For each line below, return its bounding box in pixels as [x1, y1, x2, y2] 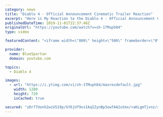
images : [5, 78, 21, 83]
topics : [5, 65, 21, 70]
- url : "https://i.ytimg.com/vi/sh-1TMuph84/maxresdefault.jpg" [9, 83, 142, 88]
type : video [5, 29, 29, 34]
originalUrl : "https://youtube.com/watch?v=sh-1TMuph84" [5, 25, 123, 30]
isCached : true [14, 96, 45, 101]
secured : [5, 104, 23, 109]
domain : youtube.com [9, 56, 51, 61]
